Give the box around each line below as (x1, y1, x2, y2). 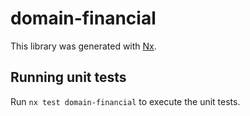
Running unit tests (10, 69, 127, 86)
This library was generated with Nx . (10, 40, 157, 52)
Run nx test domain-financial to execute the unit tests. (10, 95, 241, 107)
